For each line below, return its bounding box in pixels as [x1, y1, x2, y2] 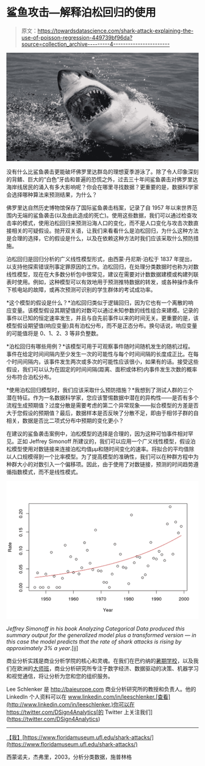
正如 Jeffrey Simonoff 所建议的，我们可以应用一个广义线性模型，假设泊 [16, 438, 196, 445]
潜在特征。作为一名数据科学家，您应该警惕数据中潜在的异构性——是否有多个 [6, 393, 199, 401]
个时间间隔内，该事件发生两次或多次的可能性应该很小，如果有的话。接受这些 [6, 358, 199, 365]
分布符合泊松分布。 [6, 373, 55, 381]
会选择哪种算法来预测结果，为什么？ [6, 191, 98, 198]
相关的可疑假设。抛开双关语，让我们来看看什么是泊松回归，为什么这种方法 [11, 227, 199, 234]
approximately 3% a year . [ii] [6, 644, 78, 651]
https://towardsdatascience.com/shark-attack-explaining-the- [37, 27, 194, 34]
